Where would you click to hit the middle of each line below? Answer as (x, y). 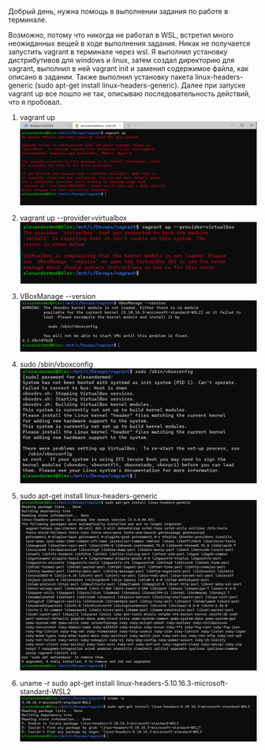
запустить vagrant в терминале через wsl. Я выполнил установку (118, 52)
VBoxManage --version (58, 297)
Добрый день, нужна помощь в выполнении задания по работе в (118, 11)
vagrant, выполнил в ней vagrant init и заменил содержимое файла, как (129, 69)
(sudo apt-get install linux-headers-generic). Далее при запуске (140, 85)
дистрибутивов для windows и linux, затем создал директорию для (121, 60)
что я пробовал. (35, 102)
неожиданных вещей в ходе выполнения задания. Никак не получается (129, 43)
